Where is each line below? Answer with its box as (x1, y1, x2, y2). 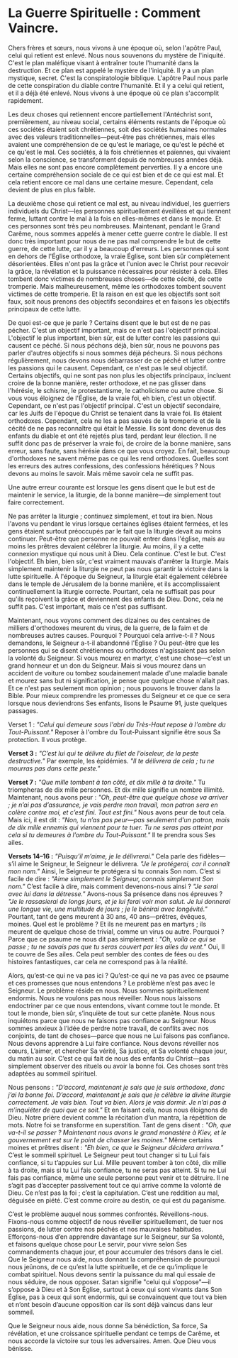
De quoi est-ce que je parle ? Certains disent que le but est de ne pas (8, 318, 211, 327)
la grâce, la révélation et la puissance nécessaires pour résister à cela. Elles (8, 267, 229, 275)
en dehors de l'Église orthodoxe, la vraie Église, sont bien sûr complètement (8, 252, 230, 260)
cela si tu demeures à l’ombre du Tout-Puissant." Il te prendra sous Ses (8, 830, 216, 839)
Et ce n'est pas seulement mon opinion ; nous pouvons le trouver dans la (8, 683, 220, 692)
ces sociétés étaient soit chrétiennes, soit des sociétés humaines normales (8, 125, 227, 133)
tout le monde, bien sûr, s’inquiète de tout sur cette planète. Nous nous (8, 1009, 215, 1017)
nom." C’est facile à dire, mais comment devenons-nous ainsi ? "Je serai (8, 882, 218, 890)
